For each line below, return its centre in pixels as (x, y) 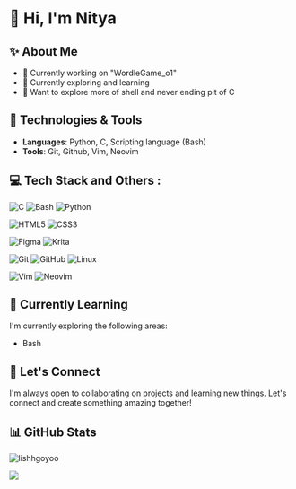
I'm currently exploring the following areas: (88, 326)
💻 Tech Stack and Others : (85, 181)
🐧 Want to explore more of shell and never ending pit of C (128, 92)
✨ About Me (44, 52)
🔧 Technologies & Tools (76, 120)
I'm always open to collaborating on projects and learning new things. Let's (148, 393)
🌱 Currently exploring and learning (86, 83)
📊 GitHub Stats (53, 432)
